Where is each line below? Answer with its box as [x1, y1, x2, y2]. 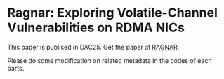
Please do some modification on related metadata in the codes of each [7, 56, 212, 64]
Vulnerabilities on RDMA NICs [7, 20, 185, 36]
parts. [7, 64, 25, 72]
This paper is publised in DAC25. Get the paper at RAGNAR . [7, 43, 180, 51]
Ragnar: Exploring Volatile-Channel [7, 5, 218, 21]
